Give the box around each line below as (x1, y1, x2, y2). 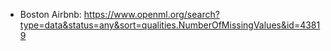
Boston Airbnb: (19, 9, 82, 20)
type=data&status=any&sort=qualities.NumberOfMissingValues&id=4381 (19, 19, 321, 31)
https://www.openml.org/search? (83, 9, 220, 20)
